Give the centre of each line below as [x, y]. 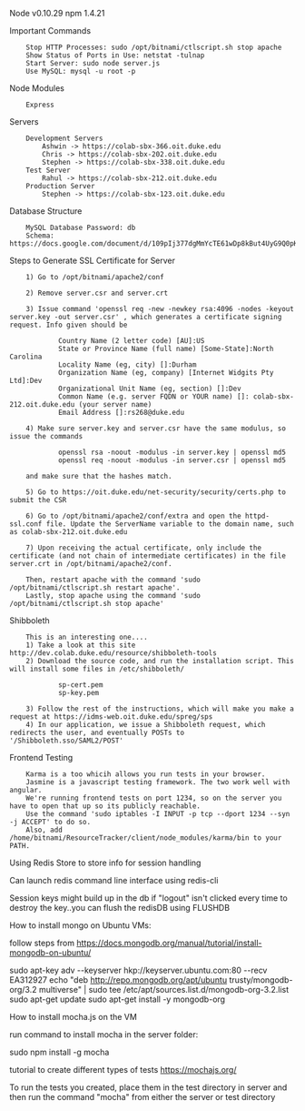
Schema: [40, 236]
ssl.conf [26, 524]
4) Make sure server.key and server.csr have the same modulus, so [156, 429]
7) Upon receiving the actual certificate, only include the [143, 548]
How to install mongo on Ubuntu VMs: [80, 925]
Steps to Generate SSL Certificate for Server [92, 260]
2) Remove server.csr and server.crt [97, 293]
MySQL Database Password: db [81, 227]
